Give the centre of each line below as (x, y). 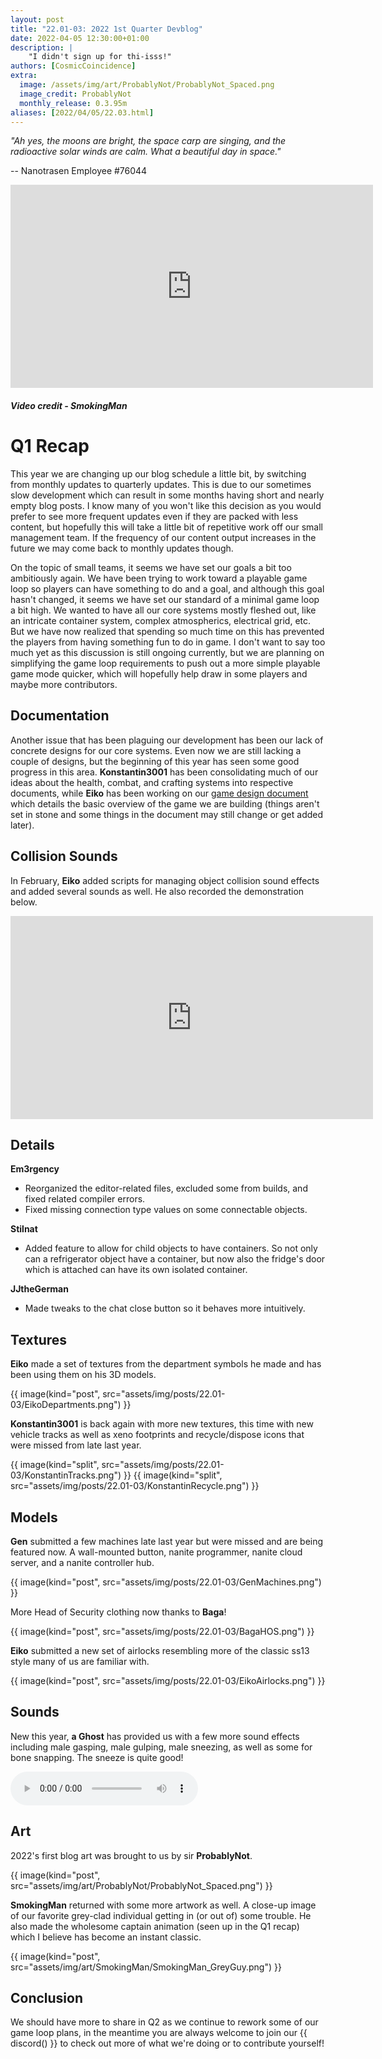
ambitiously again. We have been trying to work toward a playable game (159, 578)
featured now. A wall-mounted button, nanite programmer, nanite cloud (156, 1552)
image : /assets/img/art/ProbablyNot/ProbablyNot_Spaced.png (147, 85)
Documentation (60, 716)
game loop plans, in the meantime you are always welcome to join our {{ (159, 2033)
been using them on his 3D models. (83, 1375)
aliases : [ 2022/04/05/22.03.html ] (82, 112)
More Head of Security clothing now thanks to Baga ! (118, 1612)
